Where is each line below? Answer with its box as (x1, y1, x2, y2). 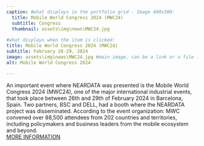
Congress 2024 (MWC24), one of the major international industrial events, (6, 88, 192, 95)
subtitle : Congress (12, 20, 61, 26)
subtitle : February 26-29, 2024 (6, 48, 88, 55)
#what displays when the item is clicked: (6, 37, 115, 43)
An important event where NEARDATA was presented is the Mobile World (6, 81, 189, 88)
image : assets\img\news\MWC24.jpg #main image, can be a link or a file (6, 54, 194, 60)
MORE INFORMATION (6, 133, 61, 140)
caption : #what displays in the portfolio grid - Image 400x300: (6, 8, 175, 15)
